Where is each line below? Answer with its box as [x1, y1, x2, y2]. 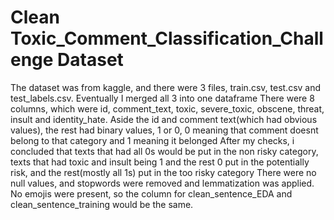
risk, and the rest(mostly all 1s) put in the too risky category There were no [10, 166, 317, 178]
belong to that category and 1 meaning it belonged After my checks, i [10, 134, 295, 146]
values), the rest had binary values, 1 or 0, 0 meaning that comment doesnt [10, 124, 319, 136]
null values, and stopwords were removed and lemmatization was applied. [10, 177, 315, 189]
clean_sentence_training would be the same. [10, 198, 194, 210]
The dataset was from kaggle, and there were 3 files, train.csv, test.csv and [10, 81, 322, 93]
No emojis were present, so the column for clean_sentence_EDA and [10, 187, 293, 200]
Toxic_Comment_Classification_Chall [10, 27, 324, 50]
